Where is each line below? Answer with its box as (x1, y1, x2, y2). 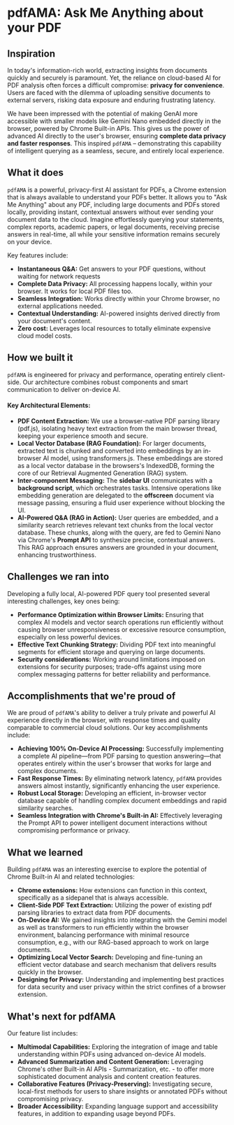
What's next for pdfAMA (7, 1010, 117, 1022)
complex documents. (17, 767, 78, 775)
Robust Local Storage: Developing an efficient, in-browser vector (17, 789, 207, 798)
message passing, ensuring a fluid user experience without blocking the (17, 498, 226, 507)
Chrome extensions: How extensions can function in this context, (17, 886, 207, 895)
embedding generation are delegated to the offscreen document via (17, 491, 214, 500)
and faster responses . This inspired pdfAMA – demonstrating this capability (7, 139, 221, 148)
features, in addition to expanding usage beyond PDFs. (17, 1110, 176, 1118)
